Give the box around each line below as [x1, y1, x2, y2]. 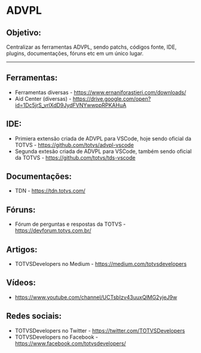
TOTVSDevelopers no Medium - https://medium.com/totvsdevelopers [14, 261, 187, 268]
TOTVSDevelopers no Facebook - [14, 333, 99, 340]
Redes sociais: [6, 311, 62, 321]
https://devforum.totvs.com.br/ [14, 227, 92, 234]
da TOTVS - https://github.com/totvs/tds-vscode [14, 154, 136, 161]
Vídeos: [6, 277, 36, 288]
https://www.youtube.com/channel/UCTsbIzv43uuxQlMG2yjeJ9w [14, 294, 178, 301]
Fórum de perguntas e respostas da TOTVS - [14, 220, 126, 228]
